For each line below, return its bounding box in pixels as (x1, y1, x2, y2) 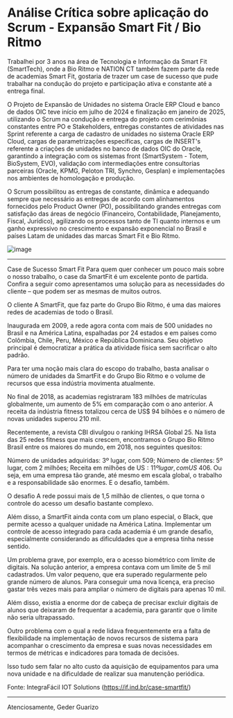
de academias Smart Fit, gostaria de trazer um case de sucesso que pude (7, 71, 218, 80)
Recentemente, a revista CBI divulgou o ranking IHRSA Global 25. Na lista (7, 428, 216, 436)
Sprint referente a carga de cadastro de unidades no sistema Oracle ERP (7, 130, 215, 138)
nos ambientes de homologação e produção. (7, 173, 135, 182)
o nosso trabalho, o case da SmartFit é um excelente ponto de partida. (7, 272, 209, 280)
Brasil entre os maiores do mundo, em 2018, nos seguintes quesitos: (7, 443, 202, 451)
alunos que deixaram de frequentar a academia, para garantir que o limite (7, 606, 218, 614)
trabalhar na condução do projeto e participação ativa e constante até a (7, 79, 212, 87)
